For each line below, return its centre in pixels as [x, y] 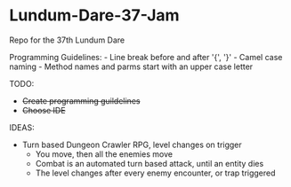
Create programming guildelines [81, 101]
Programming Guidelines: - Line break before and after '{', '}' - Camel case [146, 57]
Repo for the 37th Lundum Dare [67, 40]
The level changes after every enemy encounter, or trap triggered [155, 173]
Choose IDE [44, 110]
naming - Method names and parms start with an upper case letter [131, 66]
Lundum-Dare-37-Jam [94, 16]
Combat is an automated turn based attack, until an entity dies [150, 163]
